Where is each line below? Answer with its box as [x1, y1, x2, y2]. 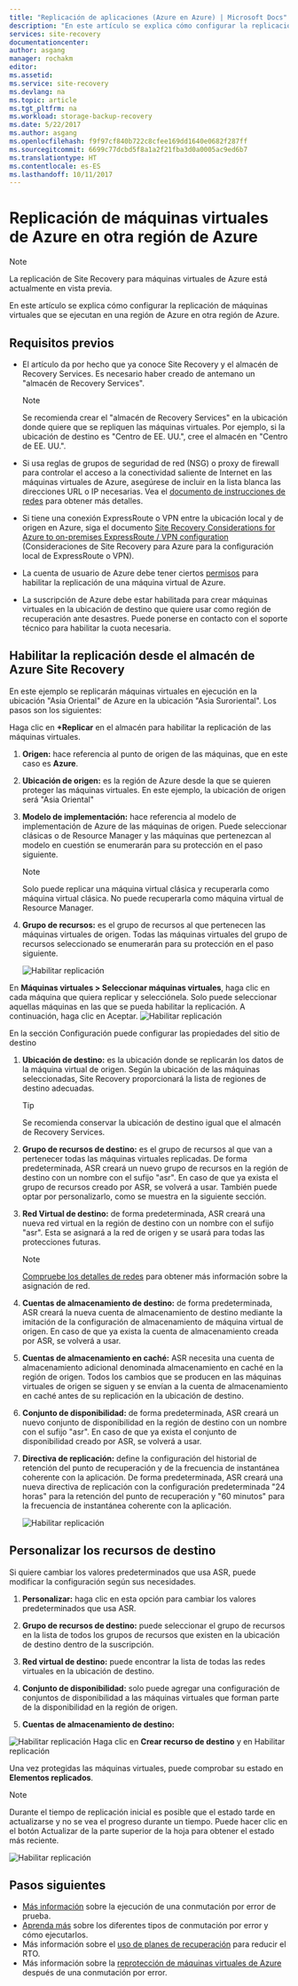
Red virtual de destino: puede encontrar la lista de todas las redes [21, 1656, 266, 1666]
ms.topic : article [9, 95, 77, 105]
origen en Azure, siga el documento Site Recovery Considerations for [21, 522, 276, 533]
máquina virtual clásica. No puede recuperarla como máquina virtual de [21, 893, 284, 903]
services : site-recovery [9, 29, 101, 38]
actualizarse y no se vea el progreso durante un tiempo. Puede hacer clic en [9, 1815, 288, 1826]
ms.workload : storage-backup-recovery [9, 112, 153, 121]
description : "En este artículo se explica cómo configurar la [9, 21, 248, 30]
